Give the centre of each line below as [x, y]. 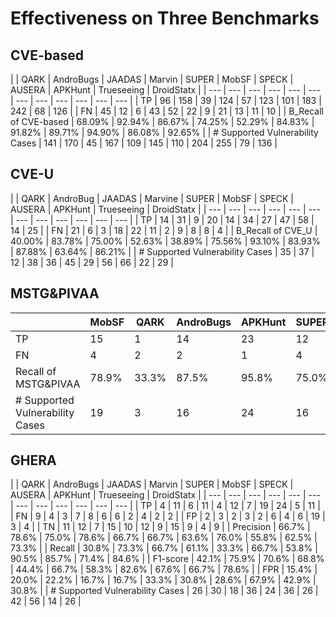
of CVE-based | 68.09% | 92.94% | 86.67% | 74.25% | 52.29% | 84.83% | [162, 121]
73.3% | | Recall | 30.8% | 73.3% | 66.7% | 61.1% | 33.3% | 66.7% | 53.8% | [164, 548]
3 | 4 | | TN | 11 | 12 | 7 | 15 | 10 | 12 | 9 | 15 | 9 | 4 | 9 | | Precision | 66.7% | [160, 527]
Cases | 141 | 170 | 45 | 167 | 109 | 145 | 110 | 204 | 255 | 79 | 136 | [144, 143]
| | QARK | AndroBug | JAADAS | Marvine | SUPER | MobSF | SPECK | [152, 198]
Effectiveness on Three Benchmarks [165, 18]
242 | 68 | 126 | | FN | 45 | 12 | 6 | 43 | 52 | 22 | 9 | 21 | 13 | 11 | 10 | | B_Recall [167, 111]
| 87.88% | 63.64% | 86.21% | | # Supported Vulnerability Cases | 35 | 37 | [162, 251]
